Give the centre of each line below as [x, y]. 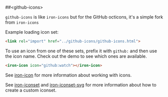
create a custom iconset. [31, 90]
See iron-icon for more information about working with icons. [68, 75]
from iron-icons [22, 22]
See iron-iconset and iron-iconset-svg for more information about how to [81, 84]
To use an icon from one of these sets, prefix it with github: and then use [81, 51]
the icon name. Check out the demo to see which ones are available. [76, 56]
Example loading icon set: [32, 32]
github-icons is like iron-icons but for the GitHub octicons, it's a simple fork [84, 17]
